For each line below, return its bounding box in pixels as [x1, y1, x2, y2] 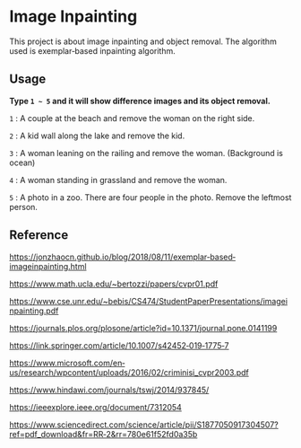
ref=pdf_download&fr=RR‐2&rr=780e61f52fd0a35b [9, 428, 198, 439]
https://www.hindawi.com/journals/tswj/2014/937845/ [9, 384, 210, 395]
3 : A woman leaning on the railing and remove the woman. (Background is [9, 147, 284, 158]
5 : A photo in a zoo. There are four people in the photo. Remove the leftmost [9, 191, 292, 203]
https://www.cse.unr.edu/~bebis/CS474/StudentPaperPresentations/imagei [9, 295, 288, 306]
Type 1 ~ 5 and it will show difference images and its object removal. [9, 95, 271, 106]
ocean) [9, 157, 36, 168]
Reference [9, 227, 69, 243]
